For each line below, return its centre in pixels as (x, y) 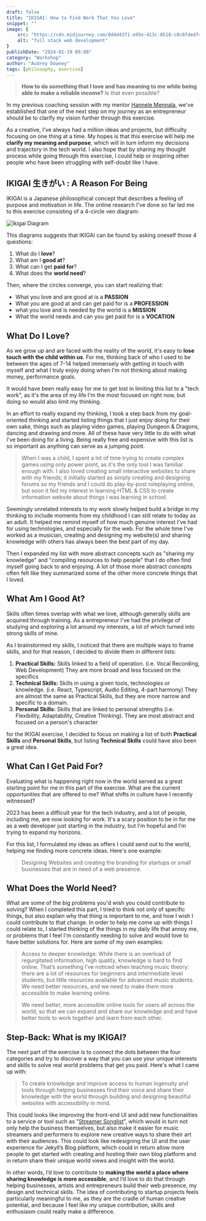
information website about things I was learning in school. (94, 497)
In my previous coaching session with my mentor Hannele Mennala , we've (100, 105)
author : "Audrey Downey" (38, 63)
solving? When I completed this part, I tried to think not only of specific (96, 909)
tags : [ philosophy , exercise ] (45, 69)
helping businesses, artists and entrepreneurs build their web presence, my (102, 1185)
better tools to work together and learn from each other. (92, 1018)
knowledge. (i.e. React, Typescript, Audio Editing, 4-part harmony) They (106, 689)
